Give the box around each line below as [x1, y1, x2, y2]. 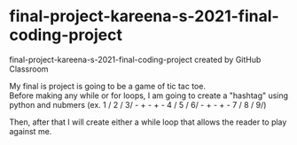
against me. [9, 126, 52, 136]
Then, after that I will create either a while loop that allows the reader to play [9, 117, 287, 127]
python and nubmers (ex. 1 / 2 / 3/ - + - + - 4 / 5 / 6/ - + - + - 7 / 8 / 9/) [9, 99, 267, 110]
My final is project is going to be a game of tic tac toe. [9, 80, 207, 91]
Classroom [9, 64, 49, 74]
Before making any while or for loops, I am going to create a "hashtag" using [9, 90, 289, 101]
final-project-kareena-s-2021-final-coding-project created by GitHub [9, 54, 262, 65]
